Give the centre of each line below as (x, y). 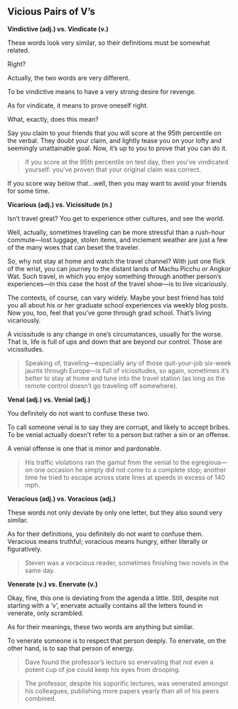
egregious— (209, 462)
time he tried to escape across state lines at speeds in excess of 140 (125, 477)
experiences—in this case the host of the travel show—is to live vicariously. (118, 283)
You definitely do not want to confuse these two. (79, 413)
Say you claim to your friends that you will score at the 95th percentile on (114, 133)
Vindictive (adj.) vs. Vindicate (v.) (58, 28)
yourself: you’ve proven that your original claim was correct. (113, 169)
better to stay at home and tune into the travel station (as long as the (125, 378)
